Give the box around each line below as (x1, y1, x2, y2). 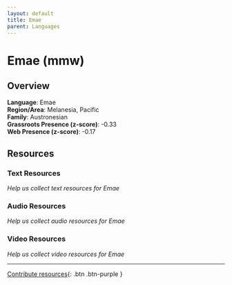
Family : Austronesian (7, 113, 68, 121)
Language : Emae (7, 98, 57, 107)
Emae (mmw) (7, 52, 85, 68)
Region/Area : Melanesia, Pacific (7, 106, 99, 114)
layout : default (7, 10, 54, 17)
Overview (7, 80, 50, 92)
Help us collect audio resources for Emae (7, 217, 126, 225)
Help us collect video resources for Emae (7, 250, 125, 258)
